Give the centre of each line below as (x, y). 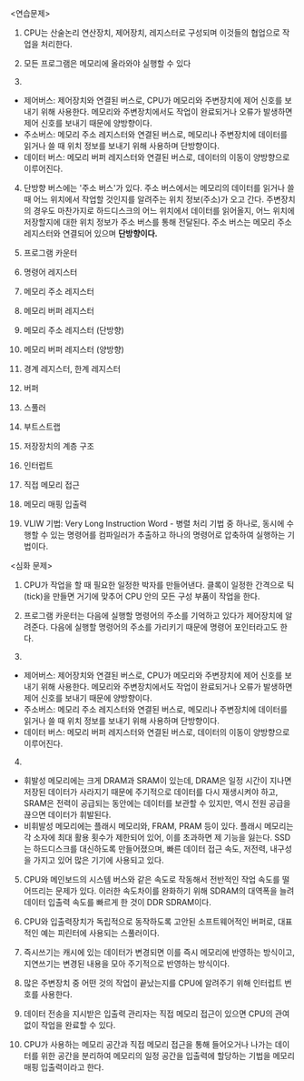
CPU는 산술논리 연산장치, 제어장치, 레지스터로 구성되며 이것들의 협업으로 (152, 33)
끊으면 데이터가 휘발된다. (67, 814)
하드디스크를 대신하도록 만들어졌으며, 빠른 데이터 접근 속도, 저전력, (151, 849)
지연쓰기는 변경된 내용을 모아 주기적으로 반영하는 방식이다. (127, 964)
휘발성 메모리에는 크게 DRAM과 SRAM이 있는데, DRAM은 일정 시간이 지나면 (157, 780)
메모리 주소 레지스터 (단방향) (74, 330)
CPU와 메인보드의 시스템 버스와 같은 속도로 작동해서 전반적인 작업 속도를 (152, 879)
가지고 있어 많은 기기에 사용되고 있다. (98, 860)
